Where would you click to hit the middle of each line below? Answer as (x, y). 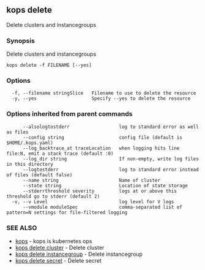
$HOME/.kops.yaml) (30, 143)
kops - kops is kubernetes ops (54, 241)
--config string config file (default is (102, 137)
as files (17, 132)
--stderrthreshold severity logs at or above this (99, 191)
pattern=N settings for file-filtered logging (67, 212)
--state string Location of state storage (105, 186)
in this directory (30, 164)
